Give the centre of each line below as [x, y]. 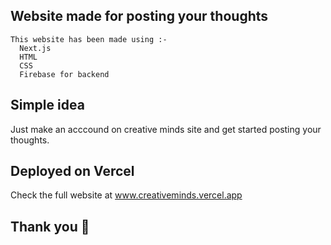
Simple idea [47, 105]
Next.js [35, 48]
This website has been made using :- [89, 39]
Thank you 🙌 [50, 226]
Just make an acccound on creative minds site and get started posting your [166, 129]
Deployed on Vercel [72, 171]
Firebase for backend [64, 74]
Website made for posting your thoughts [139, 16]
